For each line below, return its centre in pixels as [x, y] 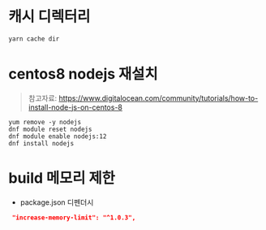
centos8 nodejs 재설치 [83, 74]
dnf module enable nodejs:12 [58, 136]
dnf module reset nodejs [50, 129]
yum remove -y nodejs [45, 122]
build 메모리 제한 [62, 178]
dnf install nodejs [41, 143]
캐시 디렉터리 [49, 17]
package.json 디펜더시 [57, 202]
